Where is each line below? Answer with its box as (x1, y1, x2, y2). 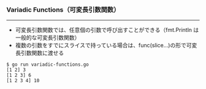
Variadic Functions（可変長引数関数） (6, 5, 120, 14)
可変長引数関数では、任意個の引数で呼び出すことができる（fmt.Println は (15, 26, 199, 34)
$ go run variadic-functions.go (6, 61, 89, 68)
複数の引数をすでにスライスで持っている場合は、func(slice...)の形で (15, 42, 187, 49)
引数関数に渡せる (20, 49, 64, 56)
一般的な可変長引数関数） (15, 34, 80, 41)
